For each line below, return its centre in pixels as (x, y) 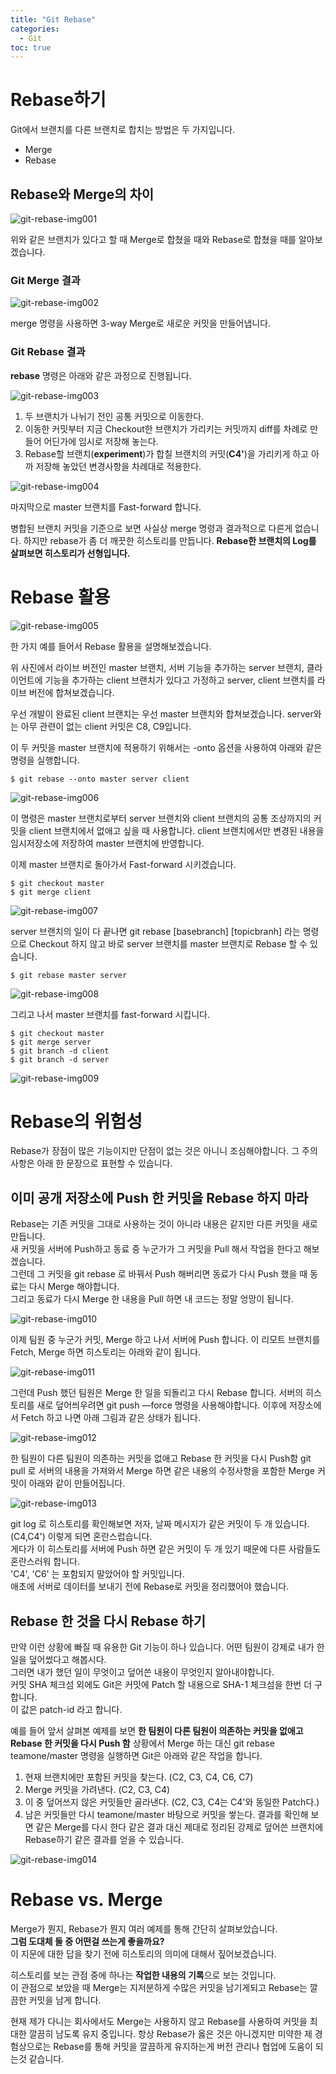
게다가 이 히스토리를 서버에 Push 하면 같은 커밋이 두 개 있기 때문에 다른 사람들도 (166, 1549)
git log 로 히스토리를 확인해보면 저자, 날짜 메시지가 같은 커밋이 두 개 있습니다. (160, 1524)
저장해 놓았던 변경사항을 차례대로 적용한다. (118, 466)
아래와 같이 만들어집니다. (77, 1483)
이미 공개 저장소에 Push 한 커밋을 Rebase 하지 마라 (159, 1197)
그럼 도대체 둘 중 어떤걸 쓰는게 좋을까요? (87, 1942)
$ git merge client (51, 892)
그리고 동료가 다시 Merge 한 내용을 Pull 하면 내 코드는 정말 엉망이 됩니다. (152, 1299)
